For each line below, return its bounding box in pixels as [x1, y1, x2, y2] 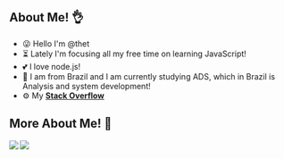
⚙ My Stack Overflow [21, 90, 104, 101]
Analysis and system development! [21, 80, 151, 91]
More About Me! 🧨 [9, 116, 113, 131]
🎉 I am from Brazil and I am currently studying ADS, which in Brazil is [21, 71, 275, 81]
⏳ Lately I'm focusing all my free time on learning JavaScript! [21, 48, 247, 59]
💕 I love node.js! [21, 61, 81, 71]
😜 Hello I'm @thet [21, 38, 90, 49]
